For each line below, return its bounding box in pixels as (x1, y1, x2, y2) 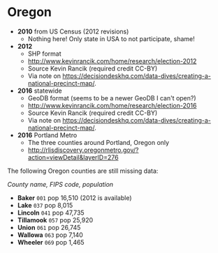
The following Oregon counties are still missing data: (7, 167, 159, 175)
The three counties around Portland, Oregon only (27, 138, 170, 146)
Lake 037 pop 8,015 (17, 201, 73, 209)
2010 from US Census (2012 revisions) (17, 27, 129, 36)
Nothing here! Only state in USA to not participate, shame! (27, 34, 195, 43)
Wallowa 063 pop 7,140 (17, 231, 84, 239)
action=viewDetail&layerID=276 (27, 153, 119, 161)
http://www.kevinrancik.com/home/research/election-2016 (27, 101, 197, 109)
